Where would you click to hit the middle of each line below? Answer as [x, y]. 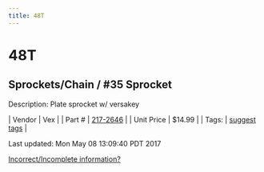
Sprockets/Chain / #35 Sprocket [90, 85]
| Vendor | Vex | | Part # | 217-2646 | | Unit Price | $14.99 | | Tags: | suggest [132, 119]
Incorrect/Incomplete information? [65, 159]
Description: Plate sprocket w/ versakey [74, 104]
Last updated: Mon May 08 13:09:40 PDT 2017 [85, 143]
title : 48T [26, 16]
